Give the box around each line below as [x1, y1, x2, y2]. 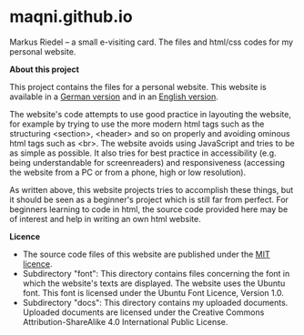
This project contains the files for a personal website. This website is [9, 81, 267, 92]
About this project [9, 64, 80, 75]
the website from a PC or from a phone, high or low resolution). [9, 167, 247, 178]
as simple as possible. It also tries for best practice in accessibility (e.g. [9, 147, 277, 158]
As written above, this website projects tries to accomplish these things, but [9, 184, 294, 195]
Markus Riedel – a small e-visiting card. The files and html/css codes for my [9, 36, 294, 47]
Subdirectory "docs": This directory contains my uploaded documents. [22, 297, 289, 308]
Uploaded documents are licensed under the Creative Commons [22, 307, 265, 318]
